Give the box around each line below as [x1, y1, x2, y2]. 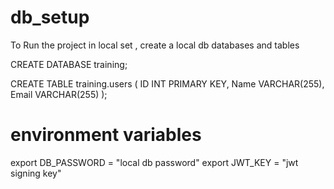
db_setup [10, 6, 90, 29]
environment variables [10, 124, 202, 146]
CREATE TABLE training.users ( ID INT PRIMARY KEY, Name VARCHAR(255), [10, 77, 325, 90]
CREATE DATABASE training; [10, 58, 128, 70]
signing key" [10, 167, 62, 179]
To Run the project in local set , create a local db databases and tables [10, 39, 300, 51]
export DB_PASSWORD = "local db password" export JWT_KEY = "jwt [10, 156, 299, 168]
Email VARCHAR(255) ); [10, 88, 108, 100]
